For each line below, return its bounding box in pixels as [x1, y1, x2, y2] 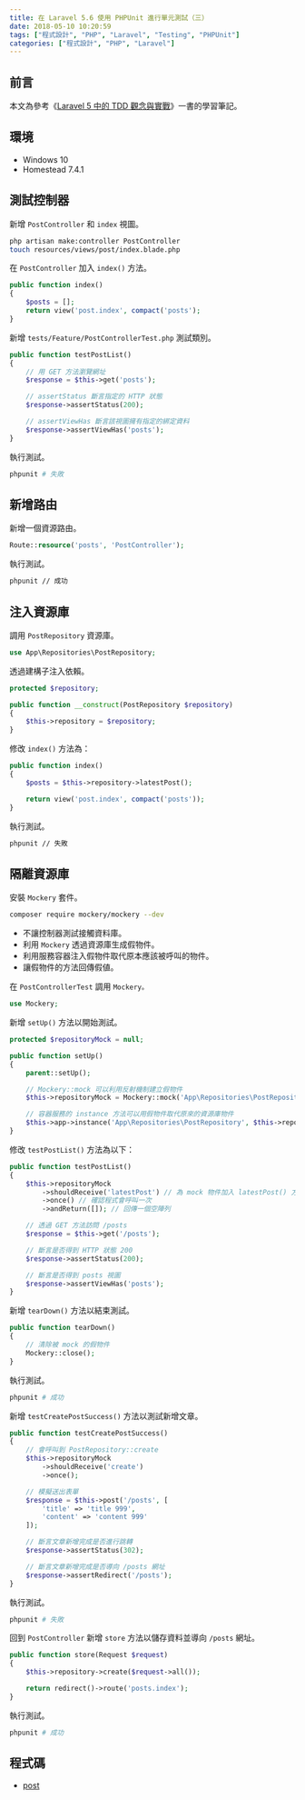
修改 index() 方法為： [9, 743, 91, 755]
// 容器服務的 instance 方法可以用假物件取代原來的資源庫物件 [25, 1110, 234, 1119]
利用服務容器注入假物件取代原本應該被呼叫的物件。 [22, 951, 214, 962]
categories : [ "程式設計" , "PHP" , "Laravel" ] [9, 38, 175, 48]
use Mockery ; [9, 999, 59, 1009]
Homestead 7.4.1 [22, 164, 84, 175]
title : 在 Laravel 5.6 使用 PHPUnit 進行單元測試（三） [9, 13, 209, 23]
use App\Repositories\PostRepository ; [9, 647, 156, 657]
